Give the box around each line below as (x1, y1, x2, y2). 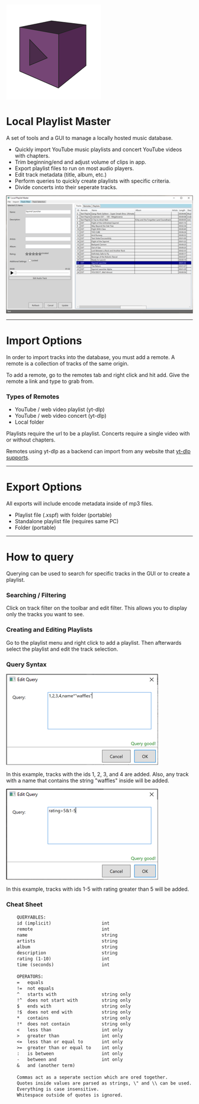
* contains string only (17, 1015, 131, 1021)
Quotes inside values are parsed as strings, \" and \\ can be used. (17, 1080, 192, 1086)
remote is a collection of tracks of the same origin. (6, 360, 129, 367)
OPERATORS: (17, 974, 44, 980)
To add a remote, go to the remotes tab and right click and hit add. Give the (6, 371, 190, 378)
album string (17, 944, 118, 950)
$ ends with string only (17, 1003, 131, 1009)
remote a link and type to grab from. (6, 377, 94, 385)
